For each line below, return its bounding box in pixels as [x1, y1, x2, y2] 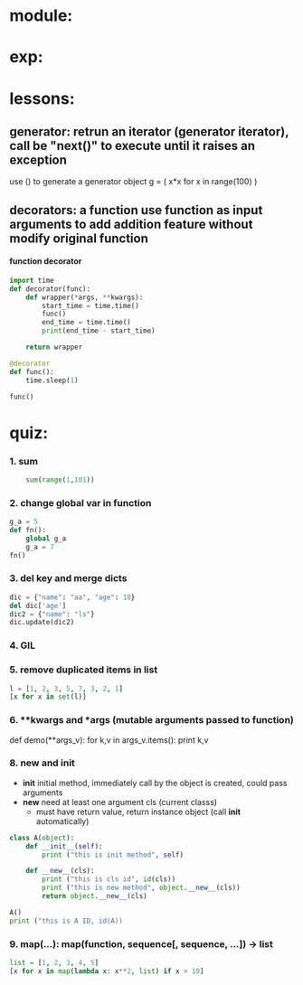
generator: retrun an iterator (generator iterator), [9, 124, 289, 139]
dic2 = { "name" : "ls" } [9, 609, 95, 619]
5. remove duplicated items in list [9, 663, 158, 676]
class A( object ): [9, 833, 75, 842]
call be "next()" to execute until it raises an [9, 137, 256, 154]
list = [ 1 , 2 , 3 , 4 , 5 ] [9, 959, 99, 968]
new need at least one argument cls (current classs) [22, 796, 218, 807]
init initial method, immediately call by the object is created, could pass [22, 777, 288, 788]
